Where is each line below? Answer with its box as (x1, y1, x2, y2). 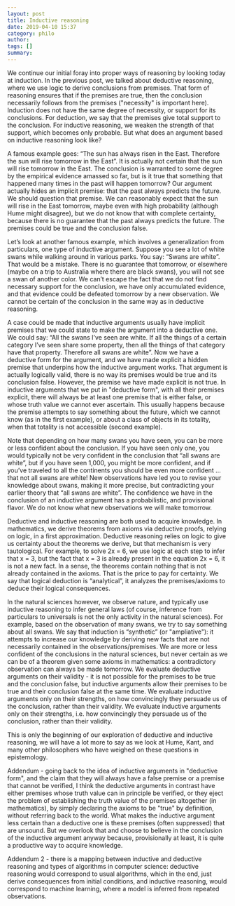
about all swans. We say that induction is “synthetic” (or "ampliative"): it (7, 627, 214, 636)
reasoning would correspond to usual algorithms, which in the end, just (7, 870, 212, 878)
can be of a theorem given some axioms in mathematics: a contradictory (7, 657, 216, 665)
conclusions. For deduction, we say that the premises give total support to (7, 113, 221, 121)
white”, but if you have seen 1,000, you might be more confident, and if (7, 458, 211, 467)
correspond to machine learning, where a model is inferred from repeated (7, 884, 220, 893)
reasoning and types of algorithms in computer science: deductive (7, 862, 199, 870)
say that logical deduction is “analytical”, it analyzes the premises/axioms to (7, 576, 226, 585)
